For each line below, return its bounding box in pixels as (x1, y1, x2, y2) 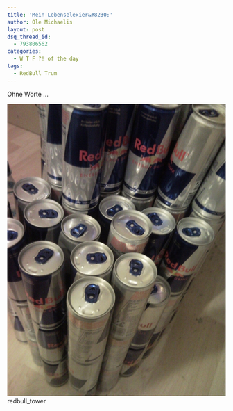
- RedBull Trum (13, 70, 58, 76)
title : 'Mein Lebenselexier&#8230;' (7, 11, 113, 18)
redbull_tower (7, 396, 46, 405)
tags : (7, 63, 23, 70)
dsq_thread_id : (7, 33, 51, 40)
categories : (7, 48, 42, 55)
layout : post (7, 26, 45, 33)
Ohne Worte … (7, 90, 49, 98)
